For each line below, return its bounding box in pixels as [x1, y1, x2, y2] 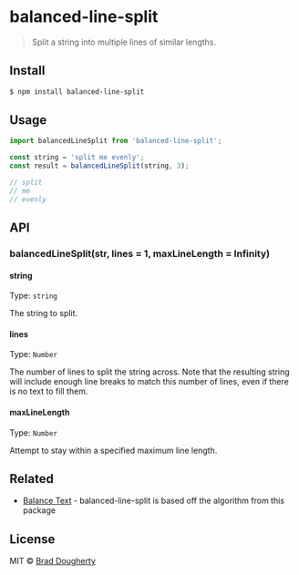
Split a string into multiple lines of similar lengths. [31, 36, 217, 47]
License [9, 531, 56, 547]
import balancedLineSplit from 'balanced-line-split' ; [9, 137, 222, 146]
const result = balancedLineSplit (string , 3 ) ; [9, 161, 190, 170]
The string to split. [9, 308, 78, 319]
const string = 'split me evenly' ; [9, 153, 145, 162]
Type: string [9, 290, 57, 302]
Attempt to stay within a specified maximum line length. [9, 445, 218, 456]
